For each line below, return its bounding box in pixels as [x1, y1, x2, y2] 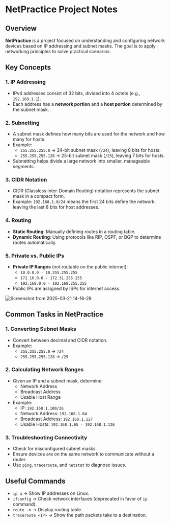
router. [12, 457, 27, 463]
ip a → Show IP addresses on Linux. [12, 490, 90, 496]
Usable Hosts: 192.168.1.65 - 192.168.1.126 [20, 421, 115, 427]
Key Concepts [5, 63, 51, 72]
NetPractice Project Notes [5, 4, 118, 15]
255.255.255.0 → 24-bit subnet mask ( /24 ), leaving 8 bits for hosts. [20, 147, 161, 153]
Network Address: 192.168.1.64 [20, 410, 88, 416]
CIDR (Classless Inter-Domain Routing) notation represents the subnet [12, 188, 160, 194]
